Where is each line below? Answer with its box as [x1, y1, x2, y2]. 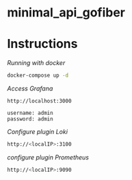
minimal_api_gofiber [7, 5, 125, 21]
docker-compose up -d [7, 72, 69, 79]
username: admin [7, 110, 53, 116]
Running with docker [7, 59, 66, 67]
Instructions [7, 36, 78, 52]
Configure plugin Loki [7, 128, 68, 136]
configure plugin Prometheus [7, 153, 89, 162]
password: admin [7, 116, 53, 123]
